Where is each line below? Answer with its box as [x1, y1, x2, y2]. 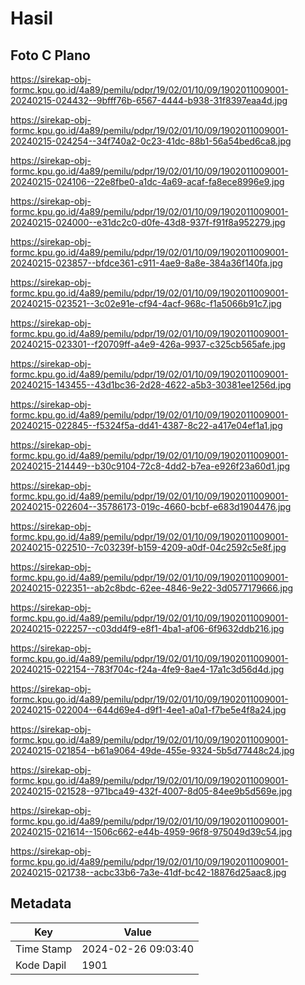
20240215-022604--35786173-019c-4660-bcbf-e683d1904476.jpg [10, 501, 292, 512]
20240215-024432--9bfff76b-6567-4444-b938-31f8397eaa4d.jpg [10, 95, 288, 106]
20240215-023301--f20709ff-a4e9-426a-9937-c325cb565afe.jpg [10, 338, 286, 350]
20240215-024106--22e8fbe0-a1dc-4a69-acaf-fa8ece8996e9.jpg [10, 176, 285, 187]
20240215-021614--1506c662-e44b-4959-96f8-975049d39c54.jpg [10, 826, 293, 837]
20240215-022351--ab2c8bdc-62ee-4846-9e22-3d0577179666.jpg [10, 582, 294, 594]
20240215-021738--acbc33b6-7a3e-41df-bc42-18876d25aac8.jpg [10, 867, 287, 878]
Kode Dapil [15, 958, 67, 972]
